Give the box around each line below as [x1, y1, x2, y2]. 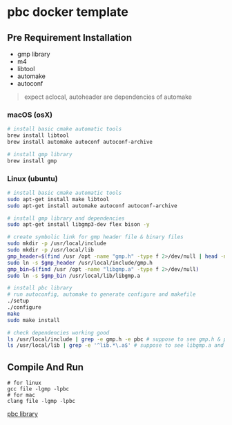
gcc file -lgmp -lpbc [7, 386, 70, 393]
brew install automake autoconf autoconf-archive [7, 139, 153, 146]
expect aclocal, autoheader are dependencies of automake [23, 93, 192, 101]
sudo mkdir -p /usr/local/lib [7, 247, 95, 254]
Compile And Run [7, 361, 84, 373]
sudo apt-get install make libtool [7, 196, 110, 202]
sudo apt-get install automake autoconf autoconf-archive [7, 202, 177, 209]
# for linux [7, 379, 41, 387]
